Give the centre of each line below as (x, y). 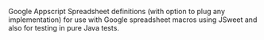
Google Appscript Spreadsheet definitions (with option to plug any (116, 11)
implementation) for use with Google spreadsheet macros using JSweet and (133, 20)
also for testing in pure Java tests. (64, 28)
